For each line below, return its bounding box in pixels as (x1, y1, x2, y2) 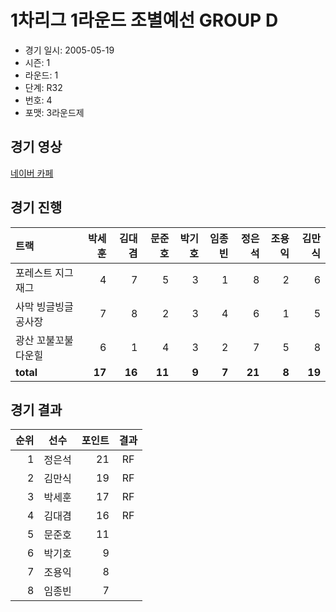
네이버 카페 (10, 167, 54, 179)
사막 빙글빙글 (15, 299, 74, 313)
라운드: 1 (24, 69, 59, 81)
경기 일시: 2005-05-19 (24, 44, 115, 56)
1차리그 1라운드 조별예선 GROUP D (10, 9, 279, 32)
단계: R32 (24, 81, 63, 93)
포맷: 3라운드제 (24, 106, 85, 118)
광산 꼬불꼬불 (15, 333, 74, 347)
